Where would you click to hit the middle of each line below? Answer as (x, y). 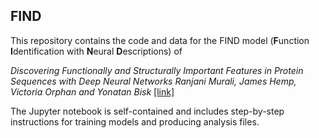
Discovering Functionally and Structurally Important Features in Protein (157, 70)
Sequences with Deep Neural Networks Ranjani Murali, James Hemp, (153, 81)
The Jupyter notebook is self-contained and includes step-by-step (147, 111)
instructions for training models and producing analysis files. (135, 121)
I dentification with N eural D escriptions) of (96, 51)
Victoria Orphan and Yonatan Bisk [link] (92, 91)
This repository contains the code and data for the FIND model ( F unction (160, 40)
